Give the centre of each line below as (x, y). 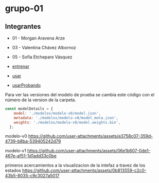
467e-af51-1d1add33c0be (31, 156)
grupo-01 (24, 9)
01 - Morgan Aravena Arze (38, 38)
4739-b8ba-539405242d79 (33, 141)
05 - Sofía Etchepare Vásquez (42, 57)
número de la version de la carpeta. (41, 100)
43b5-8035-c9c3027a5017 (32, 176)
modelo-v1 (16, 151)
